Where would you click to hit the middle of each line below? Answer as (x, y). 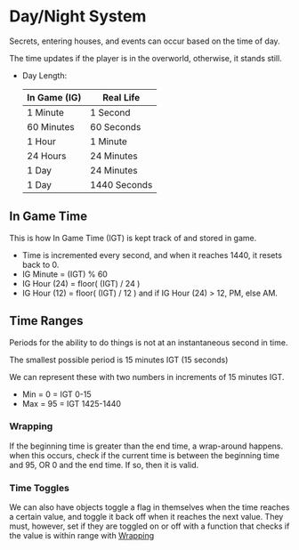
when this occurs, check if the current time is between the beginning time (145, 455)
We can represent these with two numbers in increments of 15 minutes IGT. (147, 376)
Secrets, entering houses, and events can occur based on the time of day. (145, 41)
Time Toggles (39, 488)
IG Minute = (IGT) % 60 (65, 274)
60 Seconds (116, 126)
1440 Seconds (121, 184)
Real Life (121, 97)
